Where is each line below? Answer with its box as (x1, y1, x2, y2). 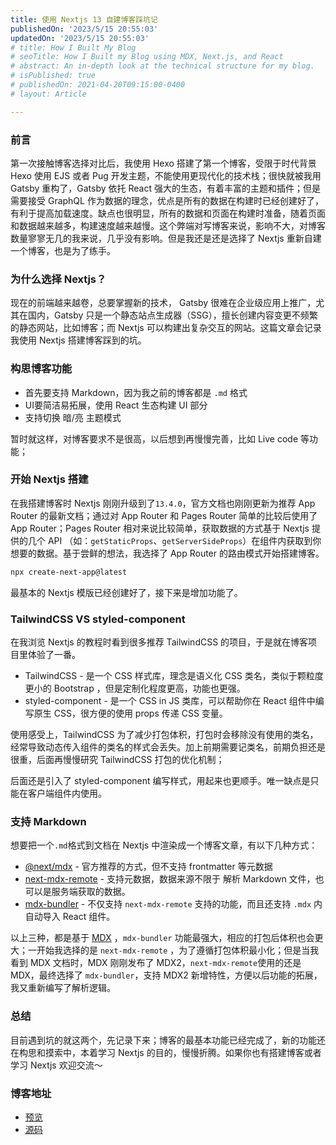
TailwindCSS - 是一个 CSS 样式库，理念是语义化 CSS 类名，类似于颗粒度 (24, 669, 324, 681)
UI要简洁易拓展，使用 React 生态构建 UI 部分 (24, 399, 208, 411)
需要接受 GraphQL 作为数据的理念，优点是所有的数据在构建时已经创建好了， (10, 194, 324, 206)
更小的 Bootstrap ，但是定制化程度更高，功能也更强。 (24, 682, 246, 694)
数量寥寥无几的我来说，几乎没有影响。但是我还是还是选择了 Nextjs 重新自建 (10, 232, 322, 244)
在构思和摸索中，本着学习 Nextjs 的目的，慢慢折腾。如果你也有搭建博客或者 (10, 1046, 322, 1058)
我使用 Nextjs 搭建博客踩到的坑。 (10, 334, 147, 346)
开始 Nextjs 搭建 (10, 472, 89, 486)
